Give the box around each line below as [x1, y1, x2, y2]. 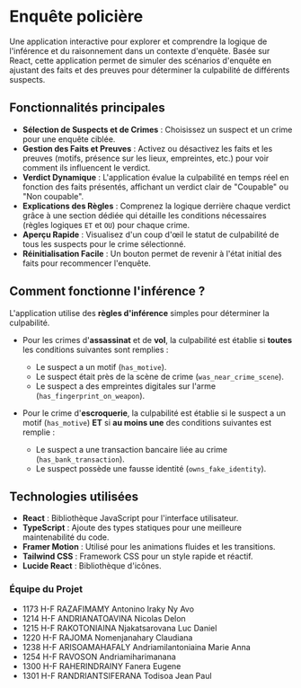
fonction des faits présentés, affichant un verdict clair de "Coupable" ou [22, 181, 289, 192]
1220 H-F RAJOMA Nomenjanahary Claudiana [22, 631, 193, 643]
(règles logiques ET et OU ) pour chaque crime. [22, 219, 190, 230]
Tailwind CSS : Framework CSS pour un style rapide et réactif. [22, 551, 253, 562]
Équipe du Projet [9, 583, 84, 595]
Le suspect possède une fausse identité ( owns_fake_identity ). [35, 463, 267, 473]
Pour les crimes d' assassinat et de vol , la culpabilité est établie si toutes [22, 334, 293, 345]
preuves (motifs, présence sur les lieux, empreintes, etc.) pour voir [22, 153, 270, 163]
